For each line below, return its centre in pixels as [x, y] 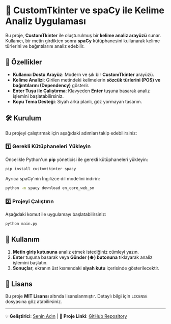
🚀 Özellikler [24, 62]
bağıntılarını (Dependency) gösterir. [51, 85]
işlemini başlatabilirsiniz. [38, 96]
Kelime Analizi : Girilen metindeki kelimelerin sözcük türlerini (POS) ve [87, 80]
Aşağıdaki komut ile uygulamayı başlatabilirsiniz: [56, 214]
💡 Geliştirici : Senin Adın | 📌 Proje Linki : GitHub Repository [66, 316]
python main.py [21, 224]
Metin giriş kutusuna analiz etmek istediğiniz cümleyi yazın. [76, 252]
